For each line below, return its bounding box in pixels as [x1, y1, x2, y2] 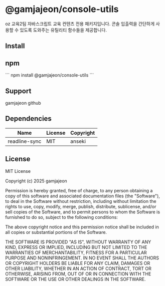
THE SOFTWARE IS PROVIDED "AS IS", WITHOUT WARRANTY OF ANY [5, 239, 151, 245]
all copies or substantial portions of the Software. [5, 229, 107, 235]
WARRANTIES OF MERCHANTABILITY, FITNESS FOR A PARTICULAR [5, 249, 147, 255]
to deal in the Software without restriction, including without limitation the [5, 198, 156, 204]
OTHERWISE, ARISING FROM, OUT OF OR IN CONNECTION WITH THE [5, 270, 151, 276]
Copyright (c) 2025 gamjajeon [5, 178, 68, 184]
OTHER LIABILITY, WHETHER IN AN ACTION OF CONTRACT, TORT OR [5, 265, 151, 271]
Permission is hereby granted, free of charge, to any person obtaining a [5, 187, 153, 193]
